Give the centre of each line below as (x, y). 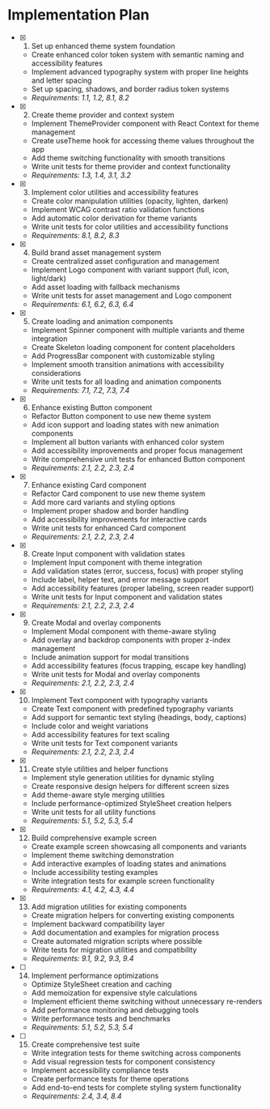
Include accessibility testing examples (95, 872)
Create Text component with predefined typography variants (132, 708)
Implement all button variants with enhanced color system (128, 441)
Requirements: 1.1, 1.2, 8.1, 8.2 (80, 97)
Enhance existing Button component (92, 407)
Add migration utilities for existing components (109, 906)
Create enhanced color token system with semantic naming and (137, 54)
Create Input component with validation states (108, 553)
